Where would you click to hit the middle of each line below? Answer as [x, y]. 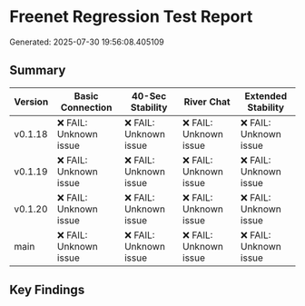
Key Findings [47, 290]
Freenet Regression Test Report [131, 17]
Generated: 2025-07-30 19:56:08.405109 [87, 42]
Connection [86, 107]
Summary [38, 70]
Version [31, 102]
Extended [266, 95]
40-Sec [149, 95]
